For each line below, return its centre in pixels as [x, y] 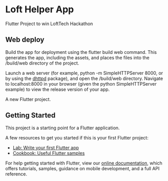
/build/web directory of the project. [42, 63]
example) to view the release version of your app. [58, 89]
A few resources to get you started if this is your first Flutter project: [77, 137]
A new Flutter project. [28, 99]
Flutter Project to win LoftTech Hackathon [49, 24]
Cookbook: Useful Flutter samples [49, 153]
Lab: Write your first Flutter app [46, 148]
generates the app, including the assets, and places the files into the [77, 57]
